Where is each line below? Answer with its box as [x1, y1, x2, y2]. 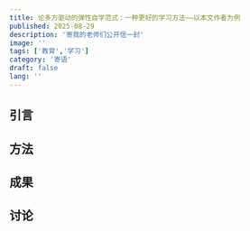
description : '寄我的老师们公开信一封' [9, 30, 144, 39]
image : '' [9, 38, 47, 48]
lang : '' [9, 72, 42, 81]
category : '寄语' [9, 55, 72, 64]
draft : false [9, 64, 59, 73]
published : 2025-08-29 [9, 22, 95, 31]
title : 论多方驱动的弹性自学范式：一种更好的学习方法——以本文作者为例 [9, 13, 241, 23]
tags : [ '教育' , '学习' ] [9, 47, 89, 56]
